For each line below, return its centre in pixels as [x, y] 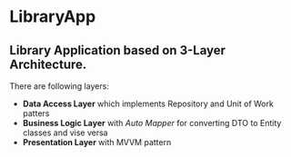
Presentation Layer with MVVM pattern [97, 142]
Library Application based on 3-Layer [117, 50]
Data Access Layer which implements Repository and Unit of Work [148, 103]
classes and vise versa [65, 132]
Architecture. [48, 64]
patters [36, 113]
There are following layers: [59, 86]
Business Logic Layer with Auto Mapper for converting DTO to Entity [152, 123]
